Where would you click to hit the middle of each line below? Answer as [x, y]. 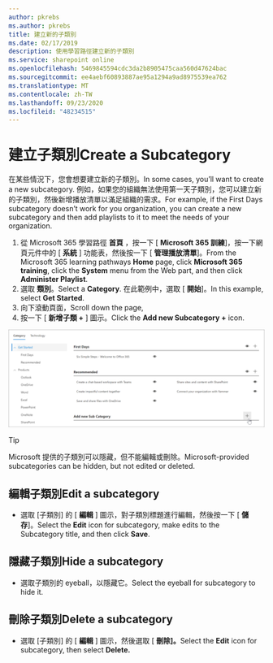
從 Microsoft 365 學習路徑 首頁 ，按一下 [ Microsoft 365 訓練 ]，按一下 [138, 243]
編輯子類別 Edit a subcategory [84, 494]
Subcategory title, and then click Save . [85, 534]
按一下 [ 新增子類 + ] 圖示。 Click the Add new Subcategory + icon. [132, 318]
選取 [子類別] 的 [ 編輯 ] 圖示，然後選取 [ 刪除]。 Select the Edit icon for [139, 640]
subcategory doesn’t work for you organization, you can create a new [125, 209]
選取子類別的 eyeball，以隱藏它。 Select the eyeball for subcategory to [138, 583]
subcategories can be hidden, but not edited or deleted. [102, 466]
